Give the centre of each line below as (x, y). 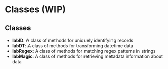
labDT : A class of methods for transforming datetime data (73, 46)
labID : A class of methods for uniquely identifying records (73, 40)
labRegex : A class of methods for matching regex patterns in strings (84, 51)
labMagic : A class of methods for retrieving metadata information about (88, 56)
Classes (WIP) (35, 9)
